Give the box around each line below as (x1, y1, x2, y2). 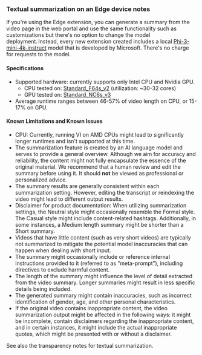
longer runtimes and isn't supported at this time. (15, 137, 135, 145)
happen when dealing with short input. (15, 247, 111, 254)
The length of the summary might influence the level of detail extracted (15, 272, 192, 279)
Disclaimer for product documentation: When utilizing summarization (15, 201, 187, 209)
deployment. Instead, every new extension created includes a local (6, 38, 172, 45)
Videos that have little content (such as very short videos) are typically (15, 233, 192, 241)
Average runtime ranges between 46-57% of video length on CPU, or (15, 97, 188, 105)
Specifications (6, 64, 44, 71)
